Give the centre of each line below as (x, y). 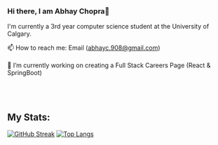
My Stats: (29, 117)
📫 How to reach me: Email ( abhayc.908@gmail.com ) (84, 48)
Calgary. (19, 34)
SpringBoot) (25, 73)
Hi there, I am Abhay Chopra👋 (59, 11)
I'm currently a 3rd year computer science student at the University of (108, 27)
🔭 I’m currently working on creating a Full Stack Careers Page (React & (109, 65)
